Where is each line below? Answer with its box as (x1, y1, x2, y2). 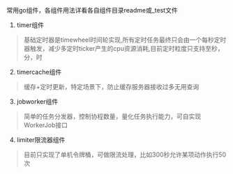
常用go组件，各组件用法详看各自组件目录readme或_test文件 (6, 6, 179, 14)
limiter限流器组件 (16, 136, 66, 144)
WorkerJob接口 (23, 121, 68, 129)
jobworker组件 (16, 97, 59, 106)
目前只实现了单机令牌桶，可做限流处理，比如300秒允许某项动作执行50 (23, 150, 227, 159)
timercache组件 (16, 68, 62, 76)
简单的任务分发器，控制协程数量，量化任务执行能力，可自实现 (23, 112, 202, 120)
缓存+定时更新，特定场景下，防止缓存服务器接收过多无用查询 (23, 83, 200, 90)
